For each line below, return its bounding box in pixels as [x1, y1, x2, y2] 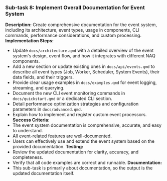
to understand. [12, 128, 43, 134]
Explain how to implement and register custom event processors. [12, 112, 147, 118]
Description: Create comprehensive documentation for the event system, [5, 22, 157, 28]
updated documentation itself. [12, 170, 75, 176]
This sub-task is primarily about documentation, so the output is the [12, 165, 153, 171]
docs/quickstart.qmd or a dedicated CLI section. [12, 96, 113, 102]
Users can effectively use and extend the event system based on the [12, 138, 154, 144]
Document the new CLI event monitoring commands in [12, 90, 125, 97]
